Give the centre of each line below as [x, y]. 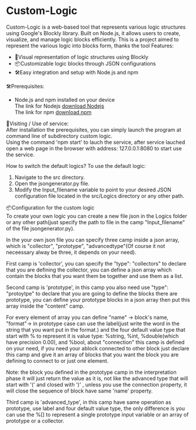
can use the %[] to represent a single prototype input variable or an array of [97, 414]
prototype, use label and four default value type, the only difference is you [96, 408]
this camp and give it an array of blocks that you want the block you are [92, 355]
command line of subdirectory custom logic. [59, 136]
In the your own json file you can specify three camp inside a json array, [93, 240]
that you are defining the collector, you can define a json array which [89, 270]
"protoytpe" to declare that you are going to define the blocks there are [92, 293]
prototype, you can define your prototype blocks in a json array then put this [98, 300]
